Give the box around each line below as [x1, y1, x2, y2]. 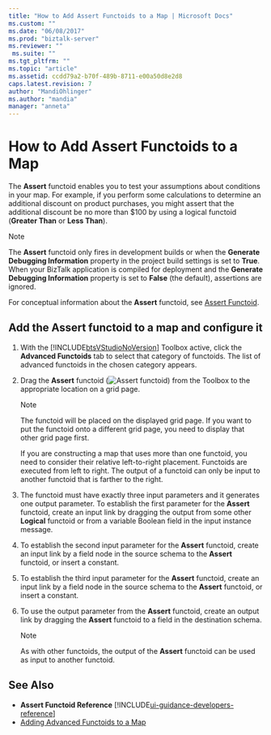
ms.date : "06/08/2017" [8, 27, 85, 35]
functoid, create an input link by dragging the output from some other [19, 507, 252, 517]
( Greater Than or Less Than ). [8, 216, 108, 226]
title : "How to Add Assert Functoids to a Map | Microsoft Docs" [8, 11, 233, 20]
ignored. [8, 282, 36, 292]
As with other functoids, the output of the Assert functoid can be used [19, 646, 256, 655]
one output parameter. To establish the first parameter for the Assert [19, 498, 250, 508]
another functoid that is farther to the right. [19, 474, 163, 484]
